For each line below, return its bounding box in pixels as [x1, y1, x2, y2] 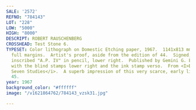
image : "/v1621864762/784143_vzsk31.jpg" [6, 90, 108, 96]
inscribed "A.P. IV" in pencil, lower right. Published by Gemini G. [11, 57, 187, 63]
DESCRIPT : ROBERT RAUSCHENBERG [6, 36, 82, 42]
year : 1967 [6, 80, 33, 85]
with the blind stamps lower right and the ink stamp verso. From [11, 63, 179, 69]
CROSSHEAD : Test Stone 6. [6, 42, 69, 47]
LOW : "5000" [6, 25, 35, 31]
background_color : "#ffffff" [6, 85, 77, 91]
